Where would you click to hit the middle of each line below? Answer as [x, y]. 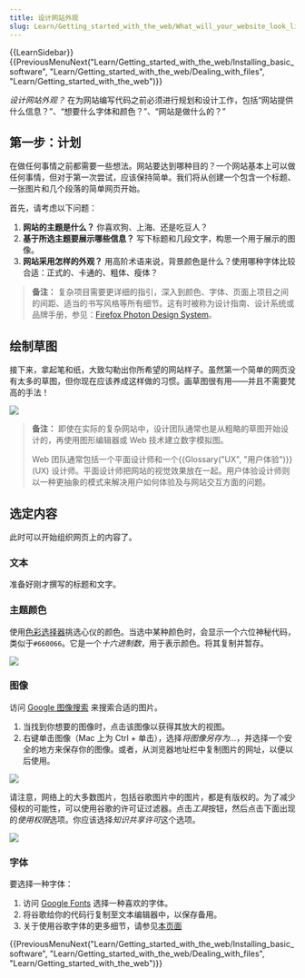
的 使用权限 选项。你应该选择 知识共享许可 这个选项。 [105, 819]
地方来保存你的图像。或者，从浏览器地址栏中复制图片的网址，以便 [162, 749]
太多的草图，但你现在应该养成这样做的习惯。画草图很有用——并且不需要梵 [156, 381]
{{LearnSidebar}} [42, 52]
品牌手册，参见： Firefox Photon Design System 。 [124, 315]
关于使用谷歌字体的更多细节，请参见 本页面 [102, 926]
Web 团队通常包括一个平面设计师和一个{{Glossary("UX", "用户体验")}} [162, 459]
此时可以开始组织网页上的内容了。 [73, 537]
